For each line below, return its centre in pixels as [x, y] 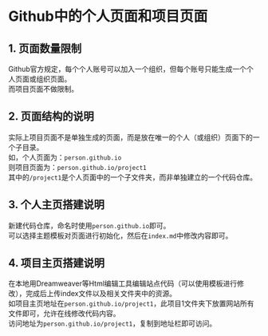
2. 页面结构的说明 [51, 117]
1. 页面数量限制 [45, 48]
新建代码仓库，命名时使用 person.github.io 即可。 [89, 225]
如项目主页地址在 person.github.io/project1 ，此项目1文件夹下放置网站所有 [131, 303]
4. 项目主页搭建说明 [57, 263]
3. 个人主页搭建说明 [57, 205]
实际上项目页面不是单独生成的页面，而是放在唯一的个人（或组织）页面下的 [130, 137]
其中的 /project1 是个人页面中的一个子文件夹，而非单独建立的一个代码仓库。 [133, 177]
